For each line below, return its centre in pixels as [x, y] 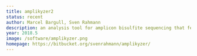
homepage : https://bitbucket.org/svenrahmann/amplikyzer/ [78, 44]
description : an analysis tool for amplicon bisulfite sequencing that [95, 28]
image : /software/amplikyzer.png [47, 38]
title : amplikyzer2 [30, 11]
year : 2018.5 [22, 33]
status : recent [25, 17]
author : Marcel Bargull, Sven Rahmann [53, 22]
